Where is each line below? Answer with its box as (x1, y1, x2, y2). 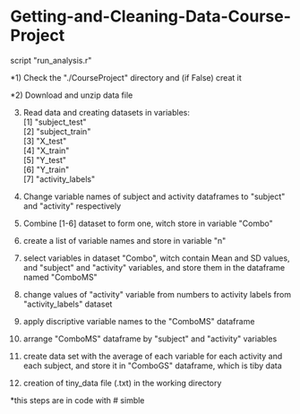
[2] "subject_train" (22, 125, 91, 136)
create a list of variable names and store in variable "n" (22, 235, 227, 246)
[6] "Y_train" (22, 164, 70, 175)
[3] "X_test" (22, 135, 67, 146)
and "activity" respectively (22, 200, 122, 211)
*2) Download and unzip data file (10, 90, 133, 100)
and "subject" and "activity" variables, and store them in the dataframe (22, 262, 286, 272)
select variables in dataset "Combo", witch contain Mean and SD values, (22, 253, 290, 263)
